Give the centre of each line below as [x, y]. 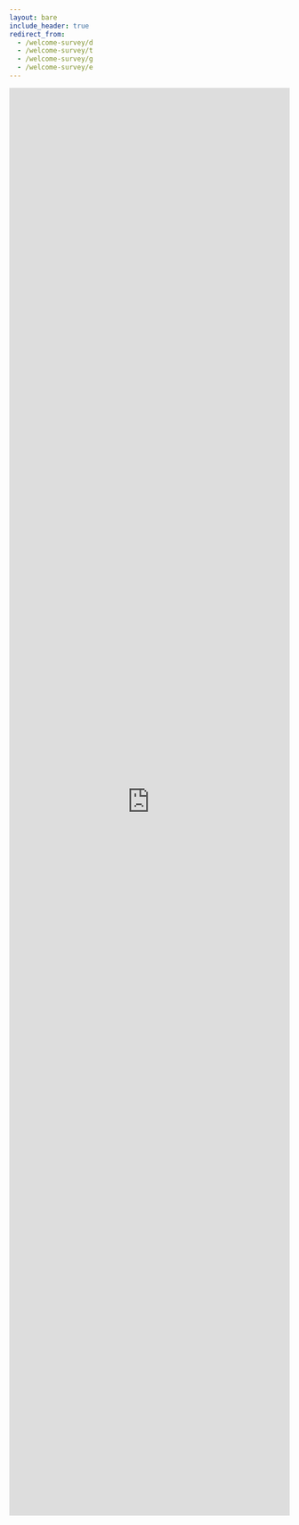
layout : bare [33, 17]
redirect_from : [37, 34]
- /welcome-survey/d [55, 42]
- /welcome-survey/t [55, 51]
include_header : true [49, 26]
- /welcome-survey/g [55, 59]
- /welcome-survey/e [55, 68]
